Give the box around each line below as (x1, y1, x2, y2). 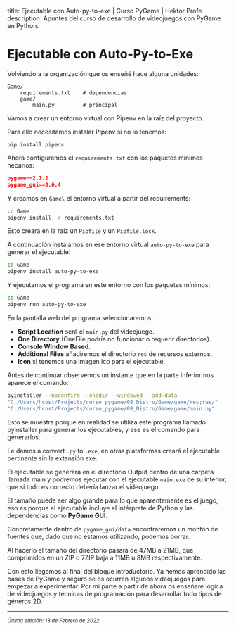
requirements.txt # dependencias (20, 89, 128, 96)
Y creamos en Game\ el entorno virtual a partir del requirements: (7, 194, 191, 202)
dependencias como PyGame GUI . (7, 511, 107, 519)
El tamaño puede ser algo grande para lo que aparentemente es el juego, (7, 496, 219, 505)
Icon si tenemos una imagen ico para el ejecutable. (17, 357, 166, 365)
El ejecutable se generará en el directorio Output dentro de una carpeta (7, 467, 214, 476)
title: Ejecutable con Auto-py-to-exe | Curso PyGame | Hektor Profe (7, 7, 202, 15)
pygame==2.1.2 (7, 175, 49, 182)
